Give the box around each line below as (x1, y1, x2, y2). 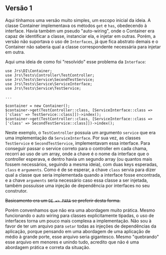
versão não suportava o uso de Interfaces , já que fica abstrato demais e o (5, 38, 159, 44)
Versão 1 (5, 4, 32, 12)
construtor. (5, 188, 28, 194)
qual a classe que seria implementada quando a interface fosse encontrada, (5, 172, 162, 178)
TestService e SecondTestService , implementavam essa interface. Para (5, 140, 151, 146)
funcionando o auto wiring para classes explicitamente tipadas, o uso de (5, 212, 155, 219)
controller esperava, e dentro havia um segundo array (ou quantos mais (5, 156, 153, 162)
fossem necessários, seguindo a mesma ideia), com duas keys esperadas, (5, 161, 158, 167)
